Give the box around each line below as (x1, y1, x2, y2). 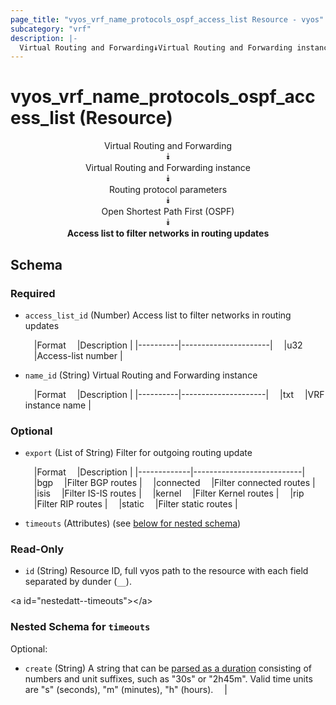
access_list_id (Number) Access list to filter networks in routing (24, 309, 292, 321)
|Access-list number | (33, 349, 123, 361)
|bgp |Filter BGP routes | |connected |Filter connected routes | (33, 477, 316, 489)
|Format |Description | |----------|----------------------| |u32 (33, 339, 303, 351)
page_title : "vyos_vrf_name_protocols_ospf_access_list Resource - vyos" (10, 14, 325, 25)
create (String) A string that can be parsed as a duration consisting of (24, 662, 312, 674)
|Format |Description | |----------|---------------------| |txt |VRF (33, 388, 325, 400)
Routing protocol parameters (108, 184, 228, 196)
